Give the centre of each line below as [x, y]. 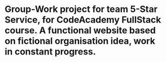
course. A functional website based [80, 30]
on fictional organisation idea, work [80, 41]
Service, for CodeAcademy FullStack [83, 20]
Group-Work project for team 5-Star [81, 9]
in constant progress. [50, 52]
